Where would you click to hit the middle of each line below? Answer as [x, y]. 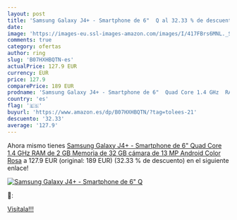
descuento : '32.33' [36, 118]
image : [17, 33]
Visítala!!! [20, 209]
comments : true [30, 40]
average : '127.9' [33, 125]
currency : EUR [28, 73]
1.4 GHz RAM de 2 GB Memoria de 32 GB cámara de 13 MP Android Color [114, 153]
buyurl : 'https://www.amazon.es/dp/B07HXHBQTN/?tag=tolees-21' [102, 112]
